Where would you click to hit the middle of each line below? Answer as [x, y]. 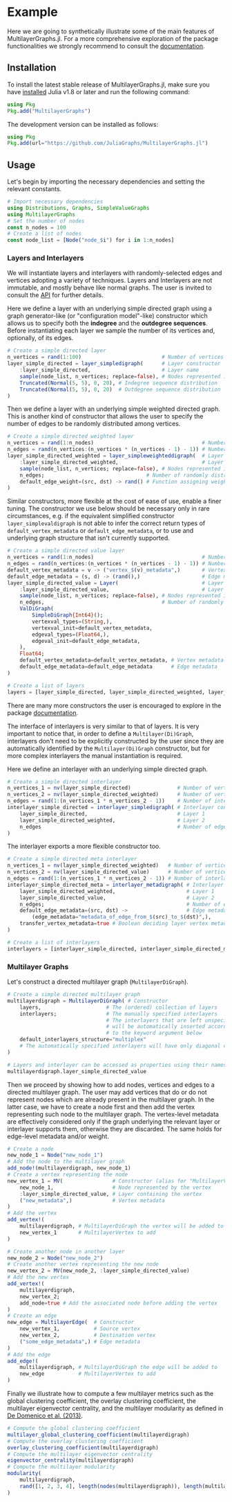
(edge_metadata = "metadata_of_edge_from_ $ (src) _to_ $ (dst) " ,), [122, 917]
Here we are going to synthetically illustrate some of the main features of [111, 31]
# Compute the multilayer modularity [61, 1467]
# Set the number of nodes [46, 221]
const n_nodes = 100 [37, 227]
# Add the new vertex [38, 1278]
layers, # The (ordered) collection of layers [118, 1007]
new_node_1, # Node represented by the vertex [116, 1187]
